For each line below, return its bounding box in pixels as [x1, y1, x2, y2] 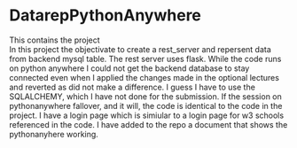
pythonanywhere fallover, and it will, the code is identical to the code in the [9, 100, 283, 111]
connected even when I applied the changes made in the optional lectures [9, 72, 279, 82]
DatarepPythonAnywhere [9, 5, 202, 26]
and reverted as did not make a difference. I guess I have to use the [9, 82, 255, 92]
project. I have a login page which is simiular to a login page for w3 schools [9, 110, 285, 121]
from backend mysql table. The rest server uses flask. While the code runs [9, 53, 282, 64]
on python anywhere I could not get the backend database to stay [9, 63, 250, 74]
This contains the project [9, 35, 100, 45]
